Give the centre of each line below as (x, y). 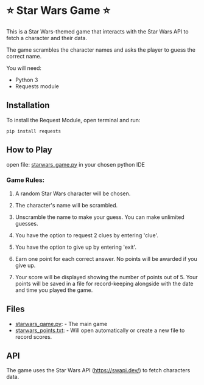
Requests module (37, 86)
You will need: (24, 68)
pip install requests (34, 131)
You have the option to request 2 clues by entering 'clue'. (86, 235)
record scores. (33, 336)
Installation (28, 106)
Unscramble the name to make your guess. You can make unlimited (100, 217)
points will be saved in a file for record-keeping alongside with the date (104, 283)
